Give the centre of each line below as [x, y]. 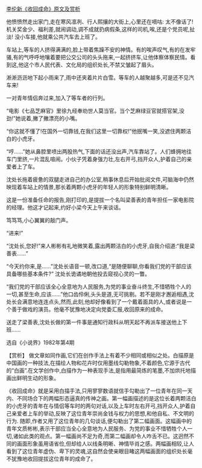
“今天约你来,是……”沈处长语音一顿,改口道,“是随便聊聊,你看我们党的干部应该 [99, 266]
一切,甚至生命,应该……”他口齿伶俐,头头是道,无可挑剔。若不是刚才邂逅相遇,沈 [100, 294]
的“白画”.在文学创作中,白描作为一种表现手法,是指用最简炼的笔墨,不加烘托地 [99, 370]
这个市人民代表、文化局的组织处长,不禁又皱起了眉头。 [91, 65]
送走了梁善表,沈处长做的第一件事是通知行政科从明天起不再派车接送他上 [94, 322]
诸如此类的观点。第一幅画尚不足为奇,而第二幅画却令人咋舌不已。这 [96, 436]
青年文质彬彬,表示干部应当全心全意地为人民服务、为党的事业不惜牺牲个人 [97, 428]
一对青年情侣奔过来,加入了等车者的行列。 [57, 98]
